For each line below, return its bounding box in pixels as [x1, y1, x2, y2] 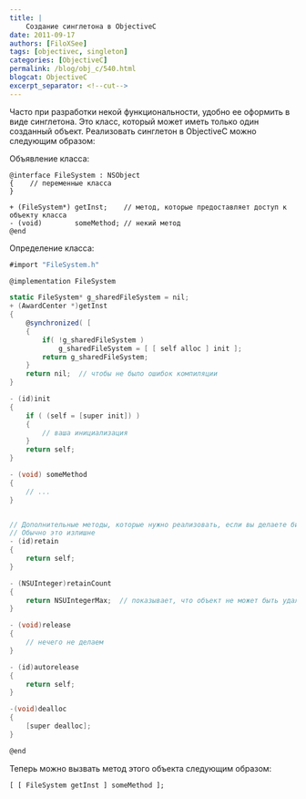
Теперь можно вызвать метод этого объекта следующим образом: [9, 763, 272, 773]
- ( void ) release [9, 621, 71, 630]
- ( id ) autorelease [9, 662, 79, 671]
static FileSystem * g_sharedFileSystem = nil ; [9, 293, 189, 302]
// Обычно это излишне [9, 528, 96, 538]
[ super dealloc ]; [25, 721, 92, 731]
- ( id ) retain [9, 537, 59, 546]
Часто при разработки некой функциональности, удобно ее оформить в [9, 106, 291, 117]
